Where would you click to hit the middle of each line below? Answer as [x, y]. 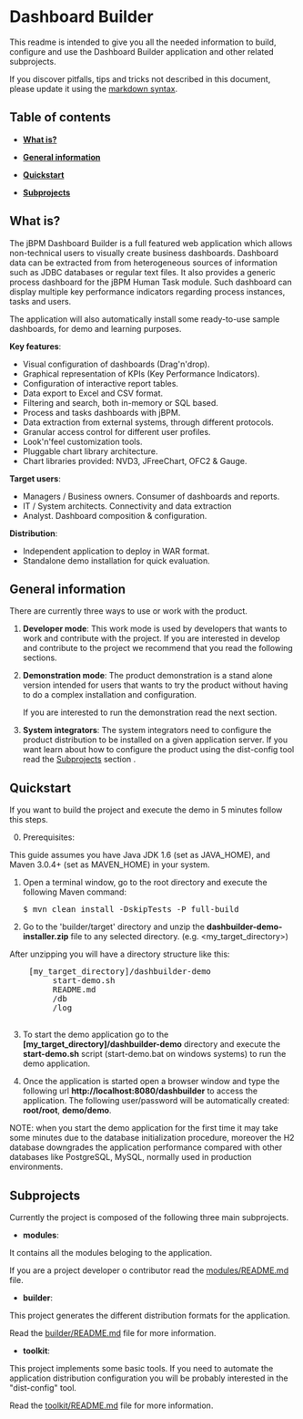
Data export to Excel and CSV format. [93, 393]
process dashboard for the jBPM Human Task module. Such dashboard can [151, 282]
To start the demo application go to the [96, 1035]
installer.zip [45, 937]
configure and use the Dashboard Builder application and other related [142, 51]
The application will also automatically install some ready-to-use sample [145, 319]
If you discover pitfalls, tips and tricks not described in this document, [140, 78]
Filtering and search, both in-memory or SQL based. [120, 402]
